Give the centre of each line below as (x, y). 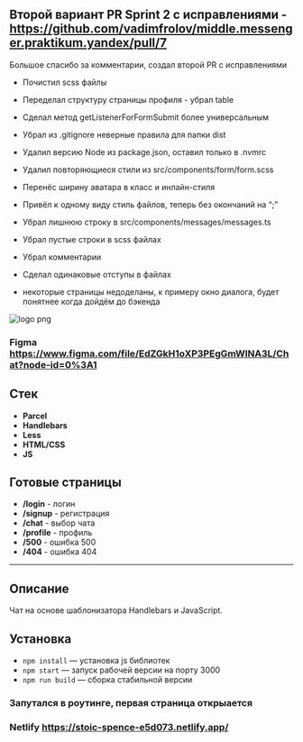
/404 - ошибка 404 (60, 552)
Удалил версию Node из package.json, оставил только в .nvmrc (144, 151)
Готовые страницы (65, 482)
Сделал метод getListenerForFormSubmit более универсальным (145, 117)
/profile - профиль (57, 533)
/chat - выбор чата (59, 523)
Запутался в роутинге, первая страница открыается (131, 702)
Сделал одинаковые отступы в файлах (96, 274)
